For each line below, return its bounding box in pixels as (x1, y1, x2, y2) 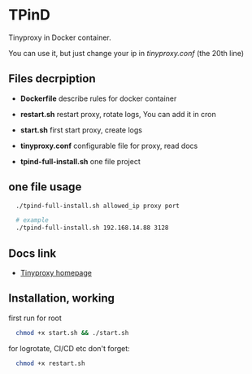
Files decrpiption (8, 72, 96, 86)
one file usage (8, 180, 82, 194)
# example (15, 216, 49, 224)
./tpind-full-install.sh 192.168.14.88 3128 (15, 224, 169, 233)
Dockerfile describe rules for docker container (20, 93, 177, 103)
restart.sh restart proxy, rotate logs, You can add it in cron (20, 109, 217, 119)
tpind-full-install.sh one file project (20, 156, 141, 166)
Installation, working (8, 291, 115, 306)
